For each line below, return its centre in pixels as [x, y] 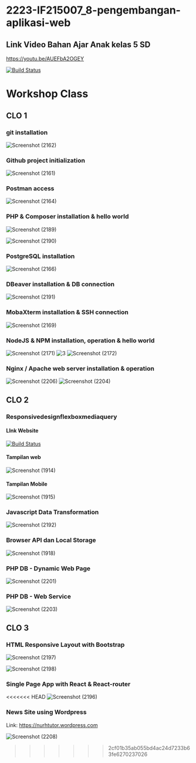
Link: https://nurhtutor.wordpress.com [52, 725]
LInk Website [22, 431]
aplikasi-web [38, 23]
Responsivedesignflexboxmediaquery [62, 417]
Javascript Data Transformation [53, 512]
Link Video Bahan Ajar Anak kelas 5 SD [78, 44]
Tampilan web [23, 457]
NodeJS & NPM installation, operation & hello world [80, 341]
